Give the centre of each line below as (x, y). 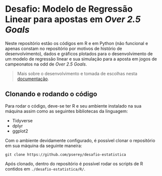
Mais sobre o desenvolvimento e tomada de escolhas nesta (77, 73)
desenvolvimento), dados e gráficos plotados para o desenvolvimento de (79, 54)
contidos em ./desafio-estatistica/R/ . (45, 169)
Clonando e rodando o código (51, 94)
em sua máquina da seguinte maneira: (44, 146)
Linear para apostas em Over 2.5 (73, 19)
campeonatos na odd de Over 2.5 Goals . (46, 64)
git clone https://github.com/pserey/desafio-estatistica (66, 154)
